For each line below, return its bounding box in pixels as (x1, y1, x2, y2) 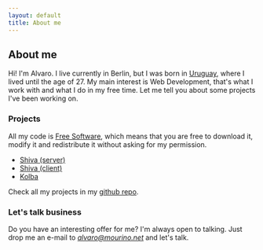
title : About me (8, 19, 61, 27)
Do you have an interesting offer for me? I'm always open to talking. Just (8, 224, 243, 233)
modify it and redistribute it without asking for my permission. (8, 139, 207, 149)
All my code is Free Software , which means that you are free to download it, (8, 131, 254, 141)
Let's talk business (8, 206, 82, 217)
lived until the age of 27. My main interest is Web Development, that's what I (8, 77, 254, 86)
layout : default (8, 11, 61, 20)
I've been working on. (8, 94, 79, 103)
